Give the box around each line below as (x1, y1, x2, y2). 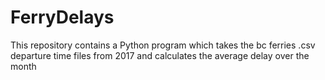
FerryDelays (10, 6, 115, 29)
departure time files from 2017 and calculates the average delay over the (10, 49, 310, 61)
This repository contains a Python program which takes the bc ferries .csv (10, 39, 316, 51)
